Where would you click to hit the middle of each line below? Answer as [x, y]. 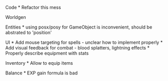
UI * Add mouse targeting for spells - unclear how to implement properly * [84, 42]
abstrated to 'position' [29, 32]
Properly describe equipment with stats [47, 53]
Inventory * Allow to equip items [39, 63]
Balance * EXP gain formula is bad [42, 73]
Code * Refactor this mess [33, 7]
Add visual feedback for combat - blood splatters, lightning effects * [78, 48]
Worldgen [16, 17]
